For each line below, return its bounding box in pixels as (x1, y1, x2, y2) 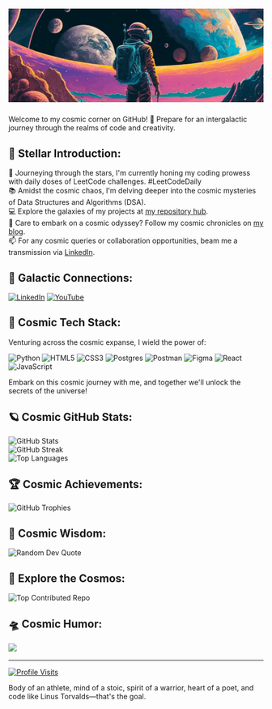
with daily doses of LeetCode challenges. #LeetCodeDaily (8, 176, 202, 186)
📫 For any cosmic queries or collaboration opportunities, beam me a (8, 236, 238, 246)
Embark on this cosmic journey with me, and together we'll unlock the (8, 377, 241, 387)
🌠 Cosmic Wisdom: (8, 526, 107, 540)
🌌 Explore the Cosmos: (8, 571, 125, 585)
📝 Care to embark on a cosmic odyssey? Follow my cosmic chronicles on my (8, 219, 264, 228)
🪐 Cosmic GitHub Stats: (8, 410, 133, 424)
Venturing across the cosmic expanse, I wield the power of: (8, 337, 206, 347)
